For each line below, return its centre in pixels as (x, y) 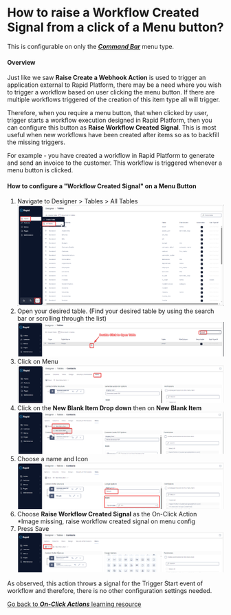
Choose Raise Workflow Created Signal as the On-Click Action (107, 514)
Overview (21, 62)
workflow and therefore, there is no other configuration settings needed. (110, 591)
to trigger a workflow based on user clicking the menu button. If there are (111, 92)
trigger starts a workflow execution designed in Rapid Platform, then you (110, 120)
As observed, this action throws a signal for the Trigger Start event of (105, 583)
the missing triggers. (36, 142)
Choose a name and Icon (52, 459)
